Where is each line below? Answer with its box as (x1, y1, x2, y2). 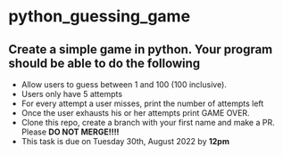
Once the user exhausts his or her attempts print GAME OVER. (21, 108, 251, 118)
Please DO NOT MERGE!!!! (21, 126, 120, 137)
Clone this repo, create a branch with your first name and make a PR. (21, 118, 276, 127)
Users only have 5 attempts (21, 89, 122, 99)
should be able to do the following (8, 55, 201, 70)
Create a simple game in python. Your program (8, 42, 273, 57)
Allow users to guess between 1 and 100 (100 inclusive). (21, 79, 227, 90)
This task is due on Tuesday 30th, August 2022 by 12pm (21, 136, 229, 146)
